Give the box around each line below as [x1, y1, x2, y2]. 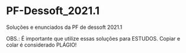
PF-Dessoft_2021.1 [6, 4, 100, 18]
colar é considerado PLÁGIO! [6, 41, 77, 48]
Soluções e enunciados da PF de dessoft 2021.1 [6, 24, 123, 31]
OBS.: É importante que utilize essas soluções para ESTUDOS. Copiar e [6, 35, 181, 42]
